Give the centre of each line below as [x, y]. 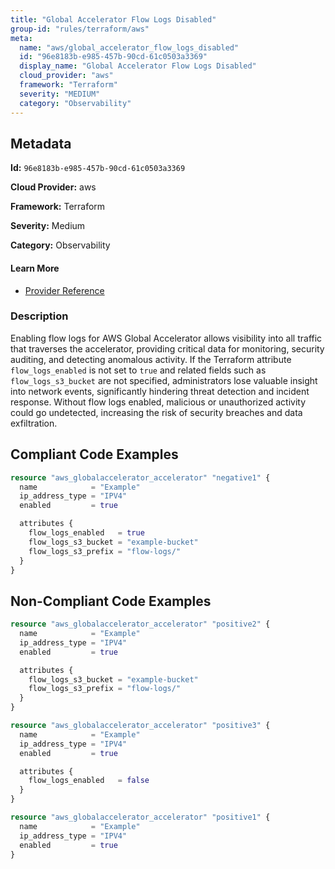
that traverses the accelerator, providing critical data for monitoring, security [167, 348]
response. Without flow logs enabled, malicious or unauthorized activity [158, 402]
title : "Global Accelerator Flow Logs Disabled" [113, 19]
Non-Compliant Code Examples [111, 601]
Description [39, 316]
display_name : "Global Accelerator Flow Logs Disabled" [138, 66]
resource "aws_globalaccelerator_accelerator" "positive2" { [140, 624]
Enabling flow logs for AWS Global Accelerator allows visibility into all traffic [166, 338]
